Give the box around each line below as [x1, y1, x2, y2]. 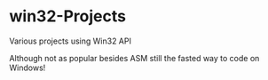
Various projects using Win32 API [9, 36, 131, 46]
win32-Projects [9, 6, 127, 27]
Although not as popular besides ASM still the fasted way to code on [9, 52, 260, 63]
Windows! [9, 62, 46, 73]
